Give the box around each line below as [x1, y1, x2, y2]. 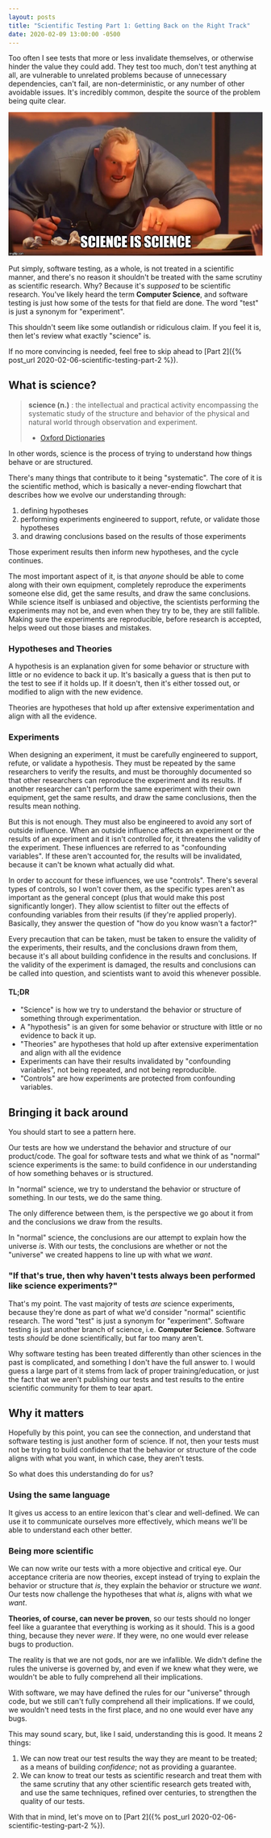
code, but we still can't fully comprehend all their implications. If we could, [8, 1696, 256, 1705]
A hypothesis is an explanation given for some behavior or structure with [8, 661, 250, 671]
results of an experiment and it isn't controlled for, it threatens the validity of [8, 834, 261, 844]
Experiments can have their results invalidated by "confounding [19, 1056, 231, 1066]
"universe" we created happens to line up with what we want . [8, 1250, 213, 1260]
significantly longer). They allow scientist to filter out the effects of [8, 901, 230, 911]
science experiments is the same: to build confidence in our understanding [8, 1160, 257, 1170]
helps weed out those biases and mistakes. [8, 622, 152, 632]
